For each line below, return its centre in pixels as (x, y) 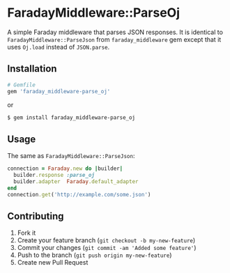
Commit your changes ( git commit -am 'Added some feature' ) (107, 248)
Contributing (36, 216)
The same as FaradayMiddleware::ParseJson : (71, 156)
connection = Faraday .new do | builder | (65, 169)
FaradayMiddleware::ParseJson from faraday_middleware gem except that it (114, 39)
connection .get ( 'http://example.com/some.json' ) (79, 194)
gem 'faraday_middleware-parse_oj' (59, 91)
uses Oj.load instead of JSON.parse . (59, 47)
